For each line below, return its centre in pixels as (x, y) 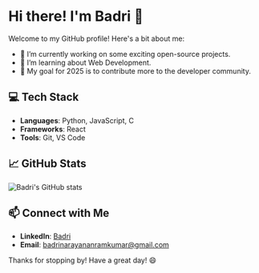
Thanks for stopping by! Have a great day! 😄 (83, 260)
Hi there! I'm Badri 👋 (76, 16)
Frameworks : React (53, 129)
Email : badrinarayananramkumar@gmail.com (95, 245)
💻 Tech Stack (44, 97)
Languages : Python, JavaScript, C (77, 120)
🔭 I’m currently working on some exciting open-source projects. (125, 54)
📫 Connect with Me (59, 213)
